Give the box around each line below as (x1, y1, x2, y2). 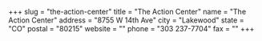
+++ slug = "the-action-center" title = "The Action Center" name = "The (8, 7, 247, 16)
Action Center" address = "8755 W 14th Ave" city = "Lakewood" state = (8, 15, 244, 25)
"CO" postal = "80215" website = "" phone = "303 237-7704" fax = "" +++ (8, 24, 255, 33)
